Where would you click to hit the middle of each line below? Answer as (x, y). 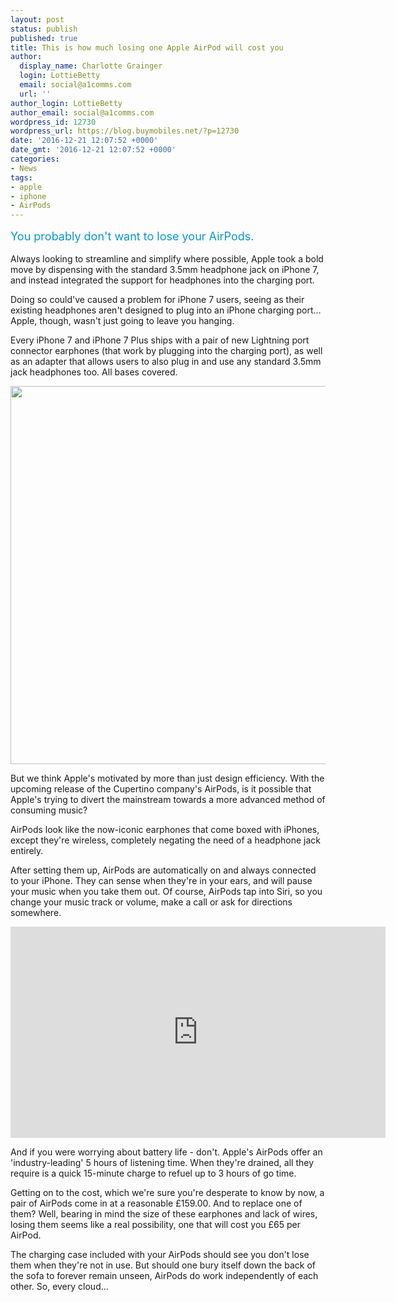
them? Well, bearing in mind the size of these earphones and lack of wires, (164, 1214)
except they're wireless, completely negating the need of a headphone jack (165, 840)
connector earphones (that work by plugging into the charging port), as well (166, 351)
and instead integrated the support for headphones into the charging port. (162, 280)
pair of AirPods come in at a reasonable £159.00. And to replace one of (156, 1203)
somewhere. (36, 913)
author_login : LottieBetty (66, 103)
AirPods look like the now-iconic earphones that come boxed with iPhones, (165, 830)
